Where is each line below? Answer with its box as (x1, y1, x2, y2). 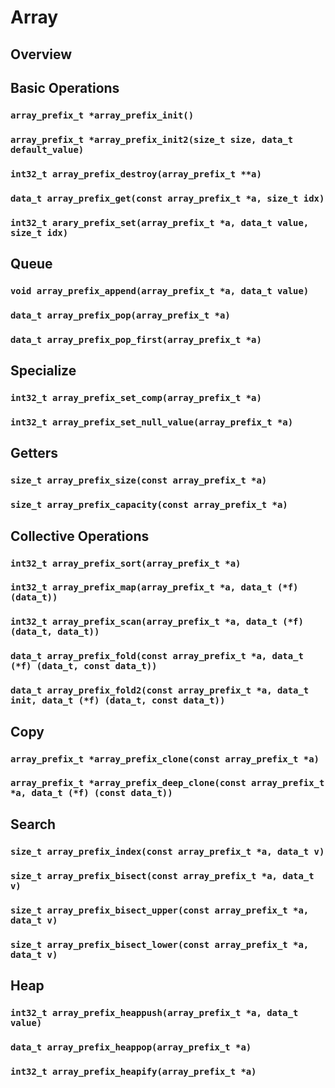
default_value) (10, 144, 85, 155)
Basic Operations (10, 79, 120, 96)
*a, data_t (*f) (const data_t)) (10, 787, 173, 799)
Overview (10, 46, 73, 63)
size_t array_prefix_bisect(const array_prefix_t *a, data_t (10, 870, 315, 881)
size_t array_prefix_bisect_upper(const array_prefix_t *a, (10, 904, 310, 916)
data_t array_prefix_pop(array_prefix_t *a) (10, 309, 231, 321)
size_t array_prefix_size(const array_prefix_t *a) (10, 475, 268, 486)
